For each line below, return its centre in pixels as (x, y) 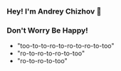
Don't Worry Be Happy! (47, 30)
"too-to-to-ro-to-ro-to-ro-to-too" (65, 46)
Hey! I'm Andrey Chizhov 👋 (54, 11)
